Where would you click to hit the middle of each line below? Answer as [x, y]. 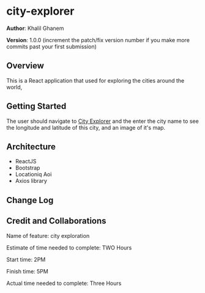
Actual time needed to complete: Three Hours [64, 283]
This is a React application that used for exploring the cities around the [95, 80]
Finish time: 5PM [28, 271]
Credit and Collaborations [56, 221]
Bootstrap [28, 168]
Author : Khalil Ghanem [35, 28]
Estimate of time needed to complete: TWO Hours [69, 247]
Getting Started [36, 106]
